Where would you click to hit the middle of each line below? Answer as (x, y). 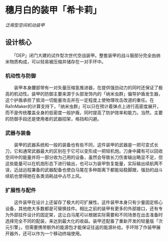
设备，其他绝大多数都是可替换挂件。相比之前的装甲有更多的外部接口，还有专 (84, 208)
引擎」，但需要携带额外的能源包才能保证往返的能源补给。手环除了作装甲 (83, 227)
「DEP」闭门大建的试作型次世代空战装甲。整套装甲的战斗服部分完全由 (85, 55)
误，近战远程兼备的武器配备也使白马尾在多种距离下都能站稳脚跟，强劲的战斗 (84, 170)
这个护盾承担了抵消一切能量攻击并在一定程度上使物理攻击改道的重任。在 (79, 100)
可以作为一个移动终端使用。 (55, 233)
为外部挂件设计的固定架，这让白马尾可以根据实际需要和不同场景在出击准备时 (84, 214)
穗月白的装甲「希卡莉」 (53, 10)
